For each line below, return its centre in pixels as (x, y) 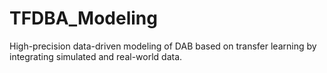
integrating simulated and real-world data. (96, 56)
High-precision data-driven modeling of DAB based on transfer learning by (163, 46)
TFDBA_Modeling (83, 18)
